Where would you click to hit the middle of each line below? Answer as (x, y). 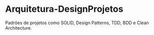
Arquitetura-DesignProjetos (64, 9)
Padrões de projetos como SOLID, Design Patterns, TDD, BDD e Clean (77, 23)
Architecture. (19, 28)
